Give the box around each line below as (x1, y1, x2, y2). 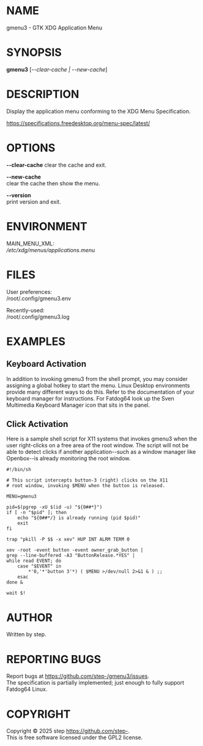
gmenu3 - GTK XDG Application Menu (6, 24, 103, 31)
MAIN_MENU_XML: (6, 240, 55, 247)
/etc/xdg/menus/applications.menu (6, 246, 95, 253)
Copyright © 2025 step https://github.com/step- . (6, 728, 130, 735)
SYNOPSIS (6, 45, 62, 60)
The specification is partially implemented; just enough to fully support (6, 679, 185, 686)
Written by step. (6, 631, 47, 638)
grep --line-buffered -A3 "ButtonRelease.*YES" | (6, 553, 136, 559)
